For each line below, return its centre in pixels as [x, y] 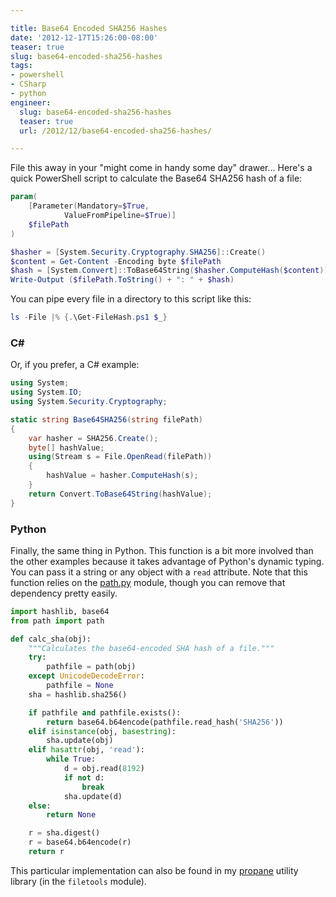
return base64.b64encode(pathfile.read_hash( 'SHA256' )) [165, 722]
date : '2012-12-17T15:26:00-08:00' [84, 37]
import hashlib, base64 [60, 611]
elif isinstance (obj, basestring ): [102, 731]
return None [71, 815]
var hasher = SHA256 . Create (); [93, 438]
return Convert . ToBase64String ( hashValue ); [120, 494]
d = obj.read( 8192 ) [104, 769]
